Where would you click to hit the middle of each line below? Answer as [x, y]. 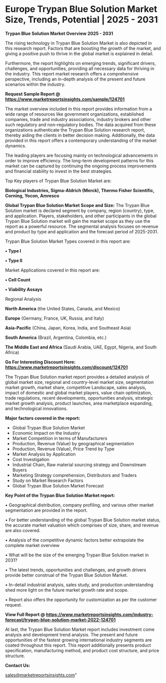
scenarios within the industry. [35, 84]
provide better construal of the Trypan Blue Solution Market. [66, 575]
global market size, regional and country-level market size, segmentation [80, 382]
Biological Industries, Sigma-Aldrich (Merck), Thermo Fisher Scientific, [80, 190]
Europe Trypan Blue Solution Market [81, 9]
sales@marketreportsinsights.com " [41, 675]
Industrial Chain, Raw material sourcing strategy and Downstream [79, 465]
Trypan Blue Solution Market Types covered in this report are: [68, 241]
